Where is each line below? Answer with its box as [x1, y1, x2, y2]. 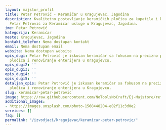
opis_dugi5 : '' [5, 76, 37, 81]
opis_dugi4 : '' [5, 72, 37, 77]
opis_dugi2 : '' [5, 62, 37, 67]
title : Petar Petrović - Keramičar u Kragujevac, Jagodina [5, 12, 129, 17]
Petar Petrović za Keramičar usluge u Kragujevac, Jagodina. [9, 21, 138, 26]
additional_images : [5, 99, 45, 104]
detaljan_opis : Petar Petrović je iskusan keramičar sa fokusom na [5, 81, 147, 86]
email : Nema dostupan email [5, 44, 63, 49]
